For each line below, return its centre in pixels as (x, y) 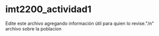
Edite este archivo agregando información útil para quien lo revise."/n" (80, 23)
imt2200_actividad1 (48, 9)
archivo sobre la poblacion (33, 28)
